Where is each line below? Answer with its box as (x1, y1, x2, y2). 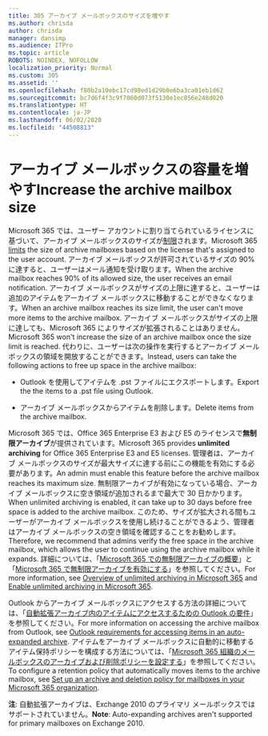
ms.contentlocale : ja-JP (8, 109, 91, 117)
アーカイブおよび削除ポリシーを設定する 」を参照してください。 (50, 657, 260, 666)
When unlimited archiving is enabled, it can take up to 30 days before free (8, 497, 252, 507)
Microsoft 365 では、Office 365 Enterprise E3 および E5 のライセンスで (8, 428, 243, 438)
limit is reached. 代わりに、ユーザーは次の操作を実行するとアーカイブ (8, 342, 238, 351)
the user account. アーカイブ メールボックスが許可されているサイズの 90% (8, 254, 255, 264)
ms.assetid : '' (8, 79, 59, 87)
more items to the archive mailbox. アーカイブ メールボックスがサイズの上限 (8, 313, 258, 322)
